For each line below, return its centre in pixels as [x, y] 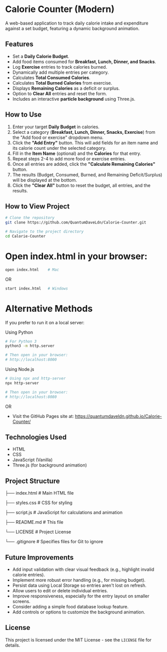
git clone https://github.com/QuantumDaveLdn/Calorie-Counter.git [76, 223]
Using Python [19, 332]
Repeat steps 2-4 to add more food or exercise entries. [69, 158]
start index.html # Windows [37, 288]
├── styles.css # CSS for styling [39, 503]
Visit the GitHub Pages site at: [43, 416]
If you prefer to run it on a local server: [45, 322]
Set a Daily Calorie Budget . [41, 56]
